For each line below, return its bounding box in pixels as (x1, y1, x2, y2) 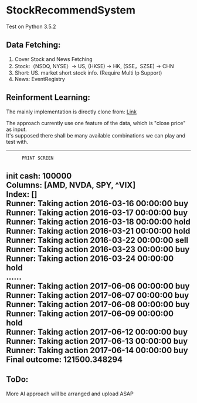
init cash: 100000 (6, 171, 72, 181)
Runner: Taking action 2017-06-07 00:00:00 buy (6, 290, 189, 300)
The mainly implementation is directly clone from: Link (6, 108, 137, 115)
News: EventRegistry (14, 75, 66, 82)
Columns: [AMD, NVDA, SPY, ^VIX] (6, 180, 136, 190)
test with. (6, 138, 29, 145)
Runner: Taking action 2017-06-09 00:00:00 (6, 308, 174, 318)
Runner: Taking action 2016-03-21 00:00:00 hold (6, 226, 191, 236)
